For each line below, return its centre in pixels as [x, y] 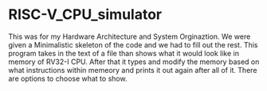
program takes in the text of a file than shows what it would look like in [124, 53]
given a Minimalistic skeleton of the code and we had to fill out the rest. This [133, 44]
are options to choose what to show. [68, 78]
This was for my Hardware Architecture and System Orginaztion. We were [130, 36]
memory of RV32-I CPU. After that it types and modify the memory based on [134, 62]
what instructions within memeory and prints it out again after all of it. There [133, 70]
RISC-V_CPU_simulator [85, 15]
